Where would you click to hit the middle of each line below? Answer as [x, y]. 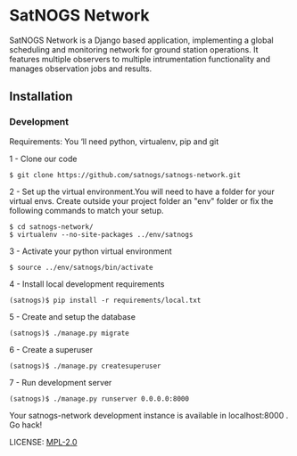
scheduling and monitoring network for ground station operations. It [134, 49]
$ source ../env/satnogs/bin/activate [81, 267]
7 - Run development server [61, 382]
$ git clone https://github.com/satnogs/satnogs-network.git [125, 175]
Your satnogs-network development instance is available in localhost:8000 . [149, 415]
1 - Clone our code [43, 159]
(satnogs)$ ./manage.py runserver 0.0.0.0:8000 [99, 399]
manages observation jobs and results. [81, 69]
